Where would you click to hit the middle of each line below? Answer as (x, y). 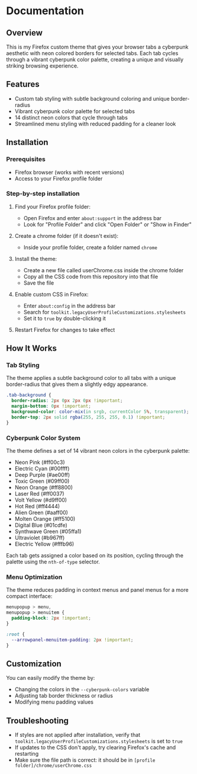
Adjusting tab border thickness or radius (64, 696)
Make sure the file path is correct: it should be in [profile (85, 760)
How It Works (32, 348)
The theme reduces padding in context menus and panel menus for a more (97, 590)
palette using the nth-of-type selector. (53, 562)
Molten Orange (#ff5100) (45, 519)
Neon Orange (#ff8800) (43, 488)
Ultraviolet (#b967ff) (40, 538)
